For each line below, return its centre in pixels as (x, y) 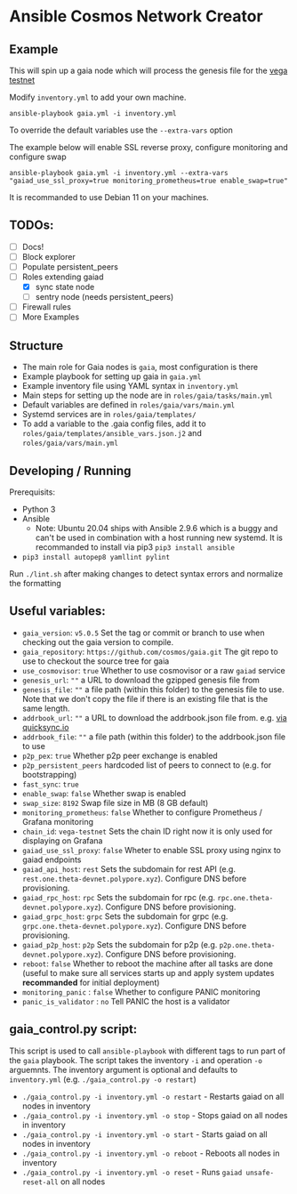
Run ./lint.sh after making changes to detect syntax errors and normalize (146, 573)
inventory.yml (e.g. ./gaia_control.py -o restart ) (103, 1079)
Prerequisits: (32, 492)
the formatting (36, 583)
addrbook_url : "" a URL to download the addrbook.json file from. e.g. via (154, 717)
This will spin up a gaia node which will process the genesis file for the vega (148, 70)
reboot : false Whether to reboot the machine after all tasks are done (148, 964)
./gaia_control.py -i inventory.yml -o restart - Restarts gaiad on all (153, 1096)
